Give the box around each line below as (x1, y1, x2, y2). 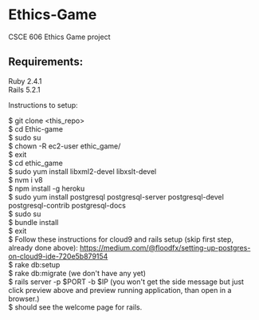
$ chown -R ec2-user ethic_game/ (8, 141, 121, 151)
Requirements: (8, 55, 84, 69)
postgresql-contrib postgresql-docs (8, 200, 126, 210)
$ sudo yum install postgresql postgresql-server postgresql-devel (8, 192, 225, 201)
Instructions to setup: (8, 100, 78, 109)
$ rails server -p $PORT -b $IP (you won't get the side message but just (8, 277, 245, 286)
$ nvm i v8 (8, 175, 43, 184)
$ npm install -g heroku (8, 184, 85, 193)
